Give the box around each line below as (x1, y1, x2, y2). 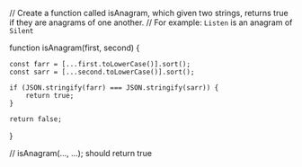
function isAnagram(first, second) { (9, 42, 140, 53)
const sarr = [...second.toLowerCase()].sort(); (9, 67, 195, 76)
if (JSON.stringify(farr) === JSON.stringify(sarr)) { (9, 83, 219, 92)
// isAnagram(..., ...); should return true (9, 148, 153, 158)
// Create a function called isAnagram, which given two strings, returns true (9, 8, 289, 18)
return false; (9, 115, 63, 124)
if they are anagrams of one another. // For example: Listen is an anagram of (9, 17, 293, 28)
